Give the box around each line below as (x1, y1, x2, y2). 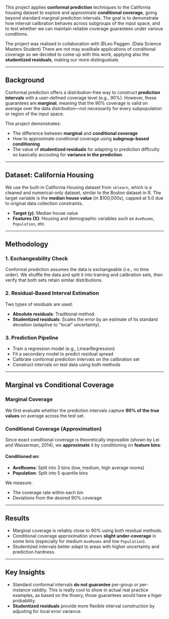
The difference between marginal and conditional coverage (12, 130, 138, 136)
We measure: (5, 480, 33, 486)
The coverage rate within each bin (12, 490, 84, 496)
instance (12, 587, 31, 593)
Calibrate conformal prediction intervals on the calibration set (12, 356, 140, 362)
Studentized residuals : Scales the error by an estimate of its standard (12, 316, 158, 322)
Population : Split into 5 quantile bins (12, 470, 88, 476)
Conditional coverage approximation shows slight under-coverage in (12, 533, 156, 539)
